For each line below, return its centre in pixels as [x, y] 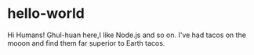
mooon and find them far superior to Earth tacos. [86, 43]
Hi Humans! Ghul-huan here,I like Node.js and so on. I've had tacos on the [127, 35]
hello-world [46, 14]
